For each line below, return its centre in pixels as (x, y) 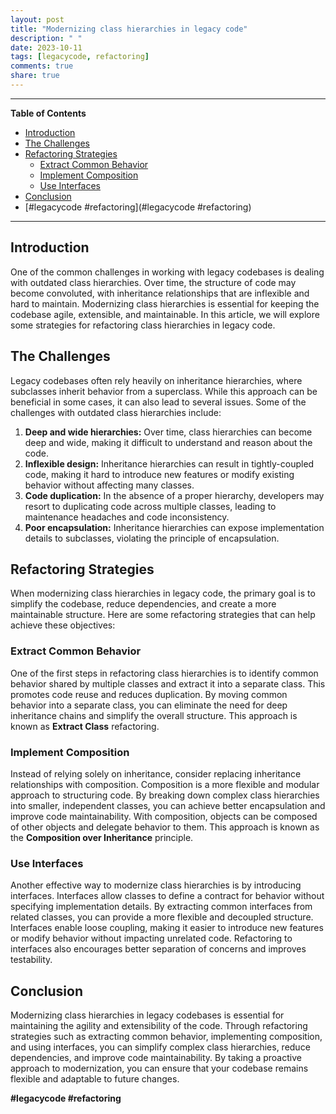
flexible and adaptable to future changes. (95, 1079)
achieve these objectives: (63, 625)
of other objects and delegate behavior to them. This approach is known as (165, 827)
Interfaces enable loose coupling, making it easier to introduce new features (167, 928)
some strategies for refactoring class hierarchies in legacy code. (143, 325)
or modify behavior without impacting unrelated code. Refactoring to (151, 938)
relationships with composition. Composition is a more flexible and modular (165, 784)
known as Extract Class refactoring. (85, 726)
